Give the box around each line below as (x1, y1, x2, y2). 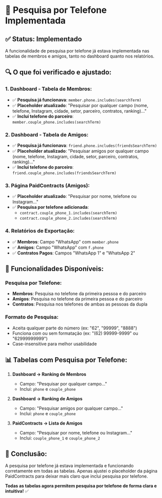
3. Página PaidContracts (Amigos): (5, 182, 90, 189)
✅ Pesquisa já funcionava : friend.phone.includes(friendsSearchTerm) (12, 142, 157, 148)
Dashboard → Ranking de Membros (12, 372, 86, 377)
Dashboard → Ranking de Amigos (12, 396, 82, 402)
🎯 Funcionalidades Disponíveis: (5, 264, 104, 273)
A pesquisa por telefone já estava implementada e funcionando (5, 463, 134, 469)
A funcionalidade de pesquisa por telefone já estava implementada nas (5, 48, 150, 54)
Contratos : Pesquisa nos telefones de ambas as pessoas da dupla (12, 301, 148, 307)
